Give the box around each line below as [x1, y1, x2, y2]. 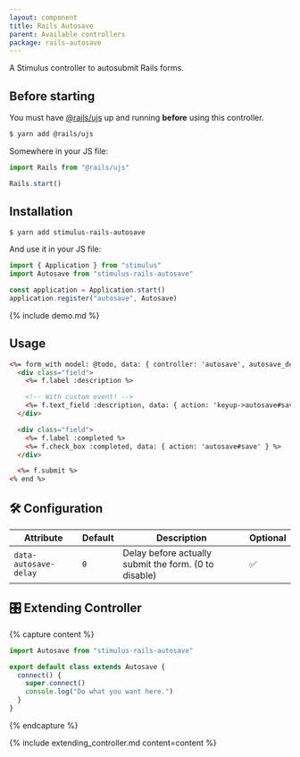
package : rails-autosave [9, 38, 102, 47]
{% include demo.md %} [9, 310, 100, 320]
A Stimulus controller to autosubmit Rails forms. [9, 63, 185, 73]
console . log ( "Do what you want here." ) [25, 687, 174, 696]
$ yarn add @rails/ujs [9, 130, 94, 139]
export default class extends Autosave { [9, 662, 166, 671]
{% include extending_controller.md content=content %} [9, 737, 217, 748]
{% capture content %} [9, 628, 95, 640]
